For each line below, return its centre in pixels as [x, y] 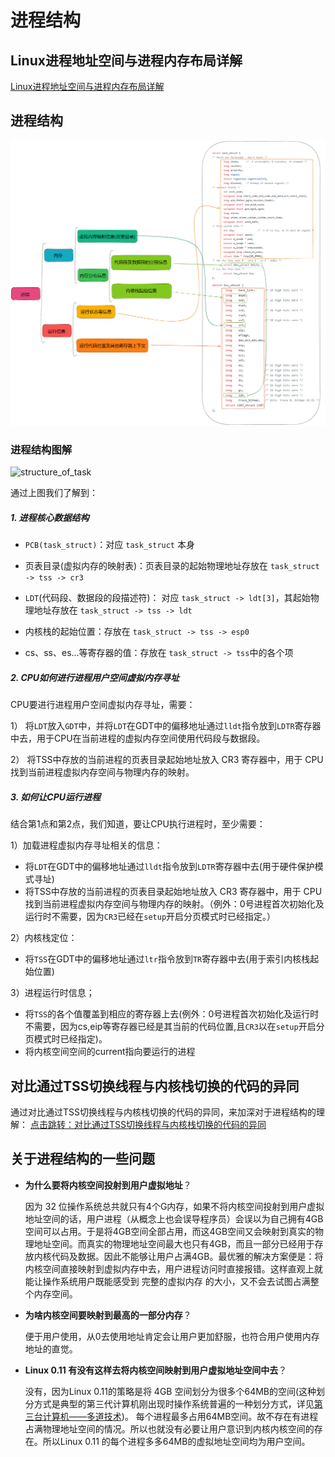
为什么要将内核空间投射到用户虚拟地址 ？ [108, 1185]
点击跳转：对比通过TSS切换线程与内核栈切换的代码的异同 [148, 1125]
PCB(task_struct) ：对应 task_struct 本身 [109, 545]
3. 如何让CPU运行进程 [55, 797]
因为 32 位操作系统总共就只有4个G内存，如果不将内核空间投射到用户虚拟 [174, 1206]
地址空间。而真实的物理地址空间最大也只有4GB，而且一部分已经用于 [174, 1243]
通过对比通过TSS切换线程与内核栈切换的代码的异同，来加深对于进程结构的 [163, 1112]
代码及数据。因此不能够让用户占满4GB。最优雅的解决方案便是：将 [187, 1256]
